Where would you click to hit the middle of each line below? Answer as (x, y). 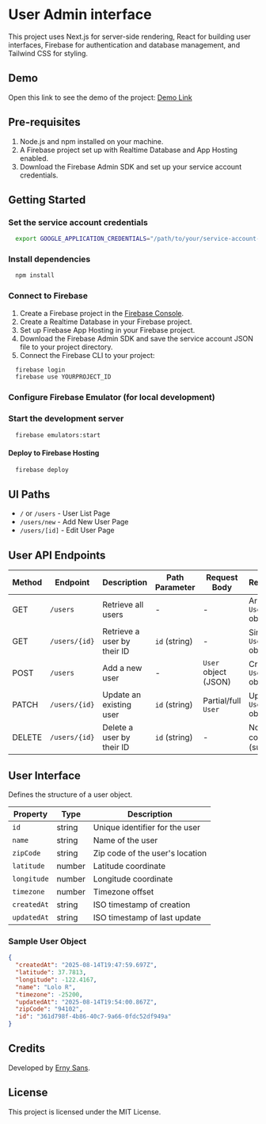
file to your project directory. (66, 347)
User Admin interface (80, 15)
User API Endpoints (57, 555)
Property (30, 813)
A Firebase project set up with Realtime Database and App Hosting (128, 150)
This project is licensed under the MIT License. (85, 1111)
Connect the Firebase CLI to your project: (87, 355)
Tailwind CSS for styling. (48, 53)
